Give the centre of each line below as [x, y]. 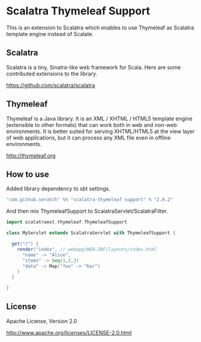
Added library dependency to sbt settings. [58, 189]
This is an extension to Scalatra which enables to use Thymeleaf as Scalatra [100, 28]
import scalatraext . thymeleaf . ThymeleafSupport [67, 222]
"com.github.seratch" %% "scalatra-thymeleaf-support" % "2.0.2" [89, 200]
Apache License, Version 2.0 [42, 321]
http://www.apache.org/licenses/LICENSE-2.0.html [69, 332]
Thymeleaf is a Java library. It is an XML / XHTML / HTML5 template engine [100, 119]
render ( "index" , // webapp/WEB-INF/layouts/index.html [87, 249]
